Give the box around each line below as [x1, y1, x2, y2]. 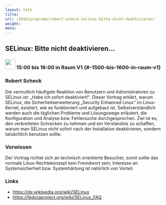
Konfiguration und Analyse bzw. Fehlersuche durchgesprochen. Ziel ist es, [5, 115, 158, 121]
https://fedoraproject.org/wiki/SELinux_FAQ [12, 195, 102, 201]
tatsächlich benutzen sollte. [5, 131, 62, 137]
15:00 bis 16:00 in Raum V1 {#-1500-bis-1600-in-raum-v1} [16, 64, 161, 71]
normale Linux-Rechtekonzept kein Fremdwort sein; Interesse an [5, 160, 138, 166]
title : [5, 12, 19, 17]
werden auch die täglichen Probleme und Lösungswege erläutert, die [5, 110, 147, 116]
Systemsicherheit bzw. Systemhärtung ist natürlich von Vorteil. [5, 165, 134, 172]
